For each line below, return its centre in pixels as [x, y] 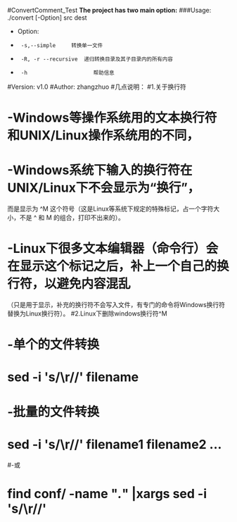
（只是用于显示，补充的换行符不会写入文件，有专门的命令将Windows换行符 [116, 305]
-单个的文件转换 [53, 345]
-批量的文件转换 [53, 412]
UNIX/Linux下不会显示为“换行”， [104, 188]
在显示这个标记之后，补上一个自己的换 [118, 266]
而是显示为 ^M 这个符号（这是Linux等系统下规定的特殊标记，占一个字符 [110, 209]
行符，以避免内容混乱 [69, 284]
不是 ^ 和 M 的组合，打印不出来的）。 [72, 218]
